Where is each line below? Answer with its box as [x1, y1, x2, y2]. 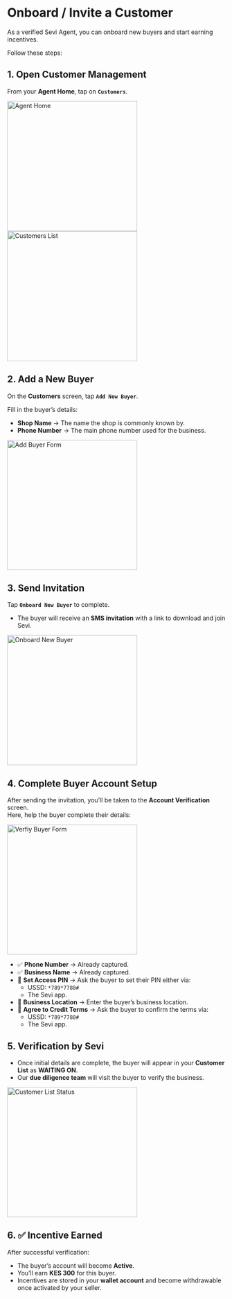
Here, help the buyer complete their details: [7, 811, 132, 819]
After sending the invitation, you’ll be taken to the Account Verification [7, 796, 210, 805]
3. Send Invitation [7, 582, 85, 594]
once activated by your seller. [17, 1283, 102, 1291]
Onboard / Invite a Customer [7, 5, 173, 21]
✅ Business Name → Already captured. [17, 968, 131, 977]
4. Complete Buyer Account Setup [7, 777, 157, 789]
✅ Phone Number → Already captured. [17, 961, 130, 969]
